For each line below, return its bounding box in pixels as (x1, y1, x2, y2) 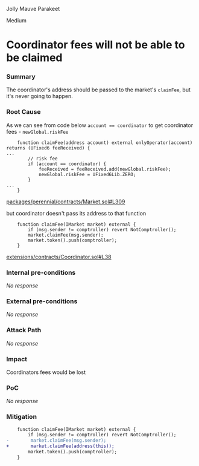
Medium (6, 17, 27, 24)
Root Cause (6, 108, 41, 116)
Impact (6, 355, 28, 363)
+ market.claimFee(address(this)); (6, 443, 115, 450)
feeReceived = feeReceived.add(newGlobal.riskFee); (38, 166, 171, 172)
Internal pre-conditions (6, 268, 76, 277)
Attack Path (6, 326, 42, 335)
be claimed (6, 51, 63, 65)
